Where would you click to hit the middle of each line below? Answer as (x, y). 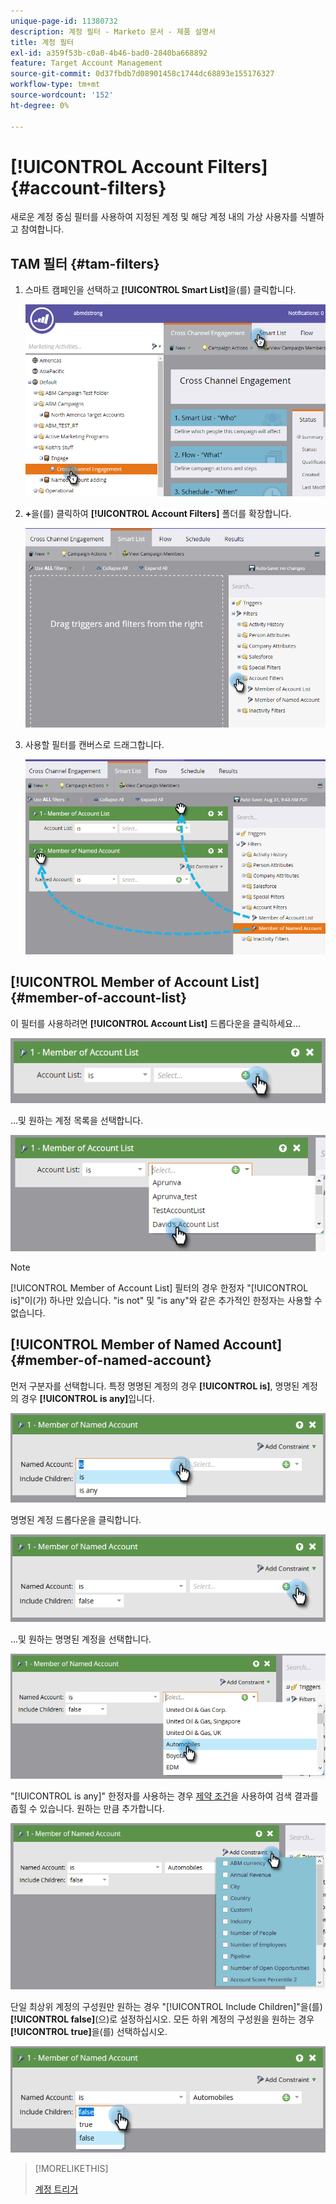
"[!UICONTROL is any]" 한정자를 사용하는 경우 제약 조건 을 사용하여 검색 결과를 (164, 1796)
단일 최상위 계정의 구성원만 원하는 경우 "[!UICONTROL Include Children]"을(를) (166, 2006)
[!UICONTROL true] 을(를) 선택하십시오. (89, 2031)
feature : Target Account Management (86, 63)
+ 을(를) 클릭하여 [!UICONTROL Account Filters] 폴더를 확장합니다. (158, 513)
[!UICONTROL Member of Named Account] (146, 1345)
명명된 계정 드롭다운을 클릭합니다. (76, 1519)
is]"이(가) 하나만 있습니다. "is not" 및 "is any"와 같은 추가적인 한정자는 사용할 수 (166, 1300)
